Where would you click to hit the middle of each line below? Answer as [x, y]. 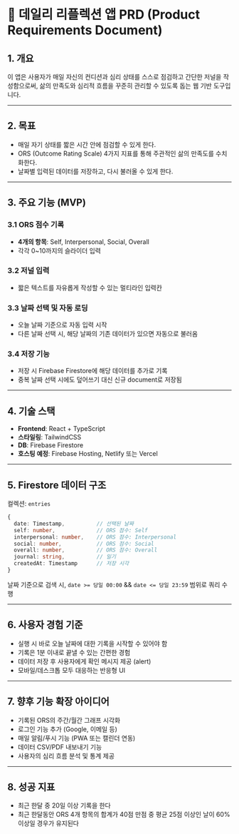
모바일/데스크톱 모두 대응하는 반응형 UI [71, 670]
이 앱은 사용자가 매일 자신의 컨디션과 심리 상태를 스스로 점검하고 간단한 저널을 [115, 77]
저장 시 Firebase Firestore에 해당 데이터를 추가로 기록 [92, 371]
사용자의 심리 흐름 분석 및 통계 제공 [66, 756]
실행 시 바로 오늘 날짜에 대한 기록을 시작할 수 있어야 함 [92, 644]
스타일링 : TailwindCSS [49, 437]
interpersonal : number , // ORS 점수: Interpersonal [95, 537]
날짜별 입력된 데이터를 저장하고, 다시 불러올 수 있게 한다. [95, 171]
